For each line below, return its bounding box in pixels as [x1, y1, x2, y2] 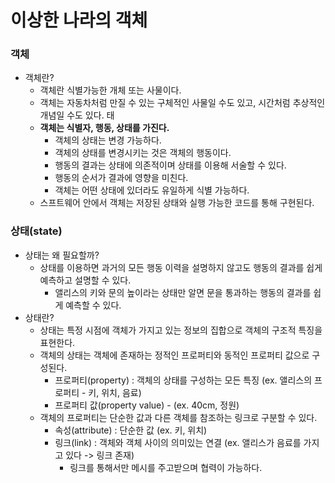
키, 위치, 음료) [88, 386, 142, 398]
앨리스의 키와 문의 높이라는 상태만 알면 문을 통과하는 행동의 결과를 [54, 286, 312, 298]
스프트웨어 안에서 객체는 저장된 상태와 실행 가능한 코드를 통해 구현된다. [39, 197, 315, 209]
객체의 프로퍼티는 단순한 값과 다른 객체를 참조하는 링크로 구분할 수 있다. [39, 411, 318, 423]
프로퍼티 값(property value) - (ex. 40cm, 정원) [54, 399, 240, 411]
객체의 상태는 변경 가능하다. [54, 134, 162, 146]
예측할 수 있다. [65, 299, 122, 311]
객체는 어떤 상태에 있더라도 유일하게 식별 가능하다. [54, 184, 250, 196]
